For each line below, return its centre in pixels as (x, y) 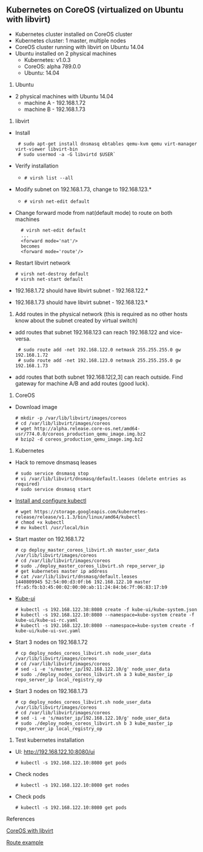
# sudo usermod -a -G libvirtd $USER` (67, 154)
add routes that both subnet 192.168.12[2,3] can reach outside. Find (99, 377)
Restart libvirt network (43, 263)
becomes (31, 246)
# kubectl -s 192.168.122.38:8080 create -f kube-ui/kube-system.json (106, 609)
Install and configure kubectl (51, 501)
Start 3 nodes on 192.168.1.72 (51, 642)
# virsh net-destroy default (52, 274)
